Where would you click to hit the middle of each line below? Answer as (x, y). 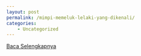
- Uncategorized (38, 29)
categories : (21, 23)
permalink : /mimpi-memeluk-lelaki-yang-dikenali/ (71, 18)
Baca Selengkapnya (31, 46)
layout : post (23, 12)
